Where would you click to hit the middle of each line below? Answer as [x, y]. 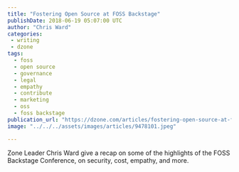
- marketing [32, 100]
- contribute [33, 93]
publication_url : [33, 119]
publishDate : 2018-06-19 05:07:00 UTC [65, 21]
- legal [25, 80]
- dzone [22, 47]
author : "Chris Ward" [39, 27]
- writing [25, 41]
